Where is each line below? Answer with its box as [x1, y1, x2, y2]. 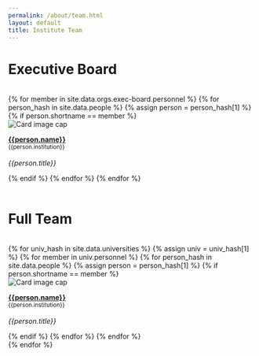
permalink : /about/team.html [8, 11, 104, 20]
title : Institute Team [8, 26, 82, 34]
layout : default [8, 19, 61, 27]
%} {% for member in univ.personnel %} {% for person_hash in [8, 253, 212, 262]
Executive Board [8, 60, 118, 78]
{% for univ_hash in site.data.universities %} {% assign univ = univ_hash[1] [8, 244, 250, 254]
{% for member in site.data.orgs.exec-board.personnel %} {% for [8, 95, 220, 104]
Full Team [8, 210, 72, 228]
